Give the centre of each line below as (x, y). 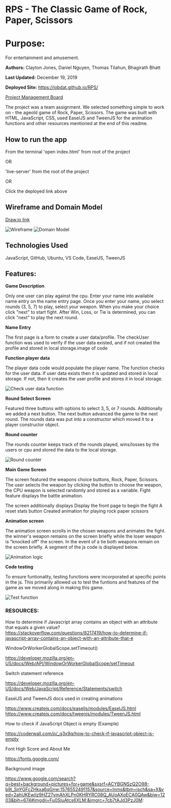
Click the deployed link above (36, 191)
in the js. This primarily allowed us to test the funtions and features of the (82, 582)
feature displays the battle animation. (44, 496)
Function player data (28, 358)
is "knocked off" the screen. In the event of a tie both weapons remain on (82, 542)
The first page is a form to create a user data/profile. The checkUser (77, 337)
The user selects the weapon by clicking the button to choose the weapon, (84, 485)
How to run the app (36, 140)
